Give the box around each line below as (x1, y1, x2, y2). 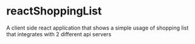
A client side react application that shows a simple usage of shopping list (6, 24, 189, 31)
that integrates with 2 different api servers (6, 30, 112, 37)
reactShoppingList (6, 4, 102, 18)
